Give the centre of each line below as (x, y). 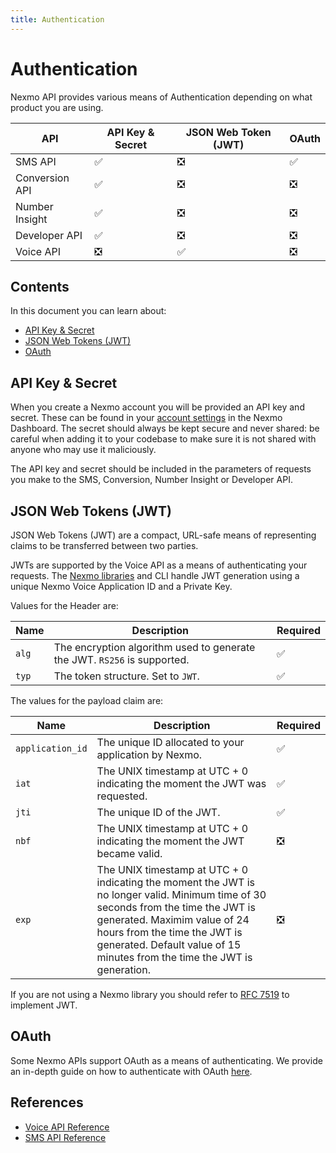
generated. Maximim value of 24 (173, 919)
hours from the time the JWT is (169, 932)
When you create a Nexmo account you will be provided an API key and (157, 407)
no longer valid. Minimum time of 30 (181, 894)
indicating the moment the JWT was (181, 783)
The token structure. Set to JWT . (126, 676)
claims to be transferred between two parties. (104, 545)
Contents (40, 286)
